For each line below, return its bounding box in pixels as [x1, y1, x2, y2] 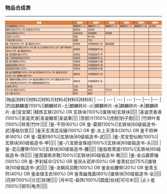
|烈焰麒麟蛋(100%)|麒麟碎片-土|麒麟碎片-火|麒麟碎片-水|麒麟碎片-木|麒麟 [5, 102, 155, 108]
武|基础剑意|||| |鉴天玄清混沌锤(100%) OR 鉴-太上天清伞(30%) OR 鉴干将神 [5, 127, 158, 133]
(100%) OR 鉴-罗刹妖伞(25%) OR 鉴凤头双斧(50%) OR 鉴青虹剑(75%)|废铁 [5, 158, 157, 164]
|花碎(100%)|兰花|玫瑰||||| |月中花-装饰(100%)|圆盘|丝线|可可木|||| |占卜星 [5, 177, 156, 183]
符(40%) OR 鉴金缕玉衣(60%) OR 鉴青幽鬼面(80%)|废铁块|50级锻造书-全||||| [5, 171, 162, 177]
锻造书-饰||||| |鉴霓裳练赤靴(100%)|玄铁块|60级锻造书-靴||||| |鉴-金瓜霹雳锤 [5, 152, 159, 158]
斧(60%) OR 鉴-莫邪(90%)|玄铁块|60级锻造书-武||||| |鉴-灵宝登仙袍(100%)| [5, 134, 159, 140]
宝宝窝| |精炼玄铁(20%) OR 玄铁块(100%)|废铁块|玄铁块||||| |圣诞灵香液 [17, 109, 162, 115]
